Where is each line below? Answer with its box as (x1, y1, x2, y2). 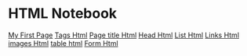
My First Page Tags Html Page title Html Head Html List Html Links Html (8, 30, 240, 40)
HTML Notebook (8, 5, 118, 23)
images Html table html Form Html (8, 38, 119, 47)
